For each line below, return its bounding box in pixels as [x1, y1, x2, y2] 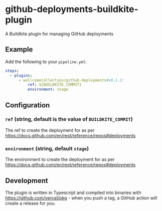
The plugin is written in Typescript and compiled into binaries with [5, 189, 141, 195]
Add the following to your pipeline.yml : [5, 59, 87, 65]
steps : [5, 68, 19, 73]
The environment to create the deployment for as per [5, 156, 115, 162]
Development [5, 176, 49, 185]
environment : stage [27, 87, 69, 92]
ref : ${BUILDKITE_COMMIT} [27, 82, 82, 87]
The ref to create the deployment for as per [5, 127, 95, 133]
